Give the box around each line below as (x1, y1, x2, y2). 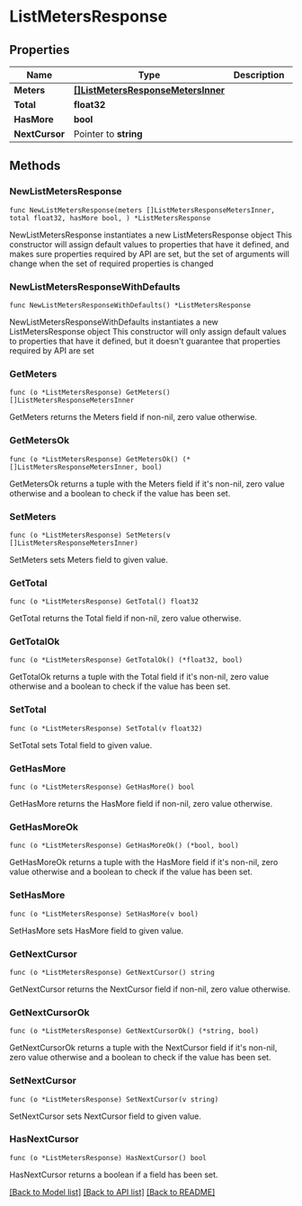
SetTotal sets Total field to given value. (9, 739, 153, 750)
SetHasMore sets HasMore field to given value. (9, 925, 184, 936)
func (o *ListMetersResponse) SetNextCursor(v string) (9, 1094, 219, 1103)
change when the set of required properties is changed (9, 258, 214, 269)
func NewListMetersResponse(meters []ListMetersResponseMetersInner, (9, 205, 276, 215)
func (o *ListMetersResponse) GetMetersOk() (9, 454, 179, 464)
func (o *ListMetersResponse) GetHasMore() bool (9, 782, 195, 792)
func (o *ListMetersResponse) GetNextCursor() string (9, 968, 216, 977)
